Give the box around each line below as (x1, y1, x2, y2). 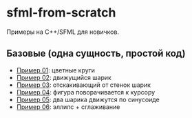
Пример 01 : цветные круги (16, 66, 96, 74)
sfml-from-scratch (6, 5, 116, 21)
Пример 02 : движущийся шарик (16, 73, 111, 81)
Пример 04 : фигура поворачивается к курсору (16, 88, 156, 96)
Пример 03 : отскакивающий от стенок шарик (16, 81, 151, 89)
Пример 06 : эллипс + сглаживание (16, 102, 120, 111)
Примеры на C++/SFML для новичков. (6, 28, 120, 36)
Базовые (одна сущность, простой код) (6, 48, 186, 59)
